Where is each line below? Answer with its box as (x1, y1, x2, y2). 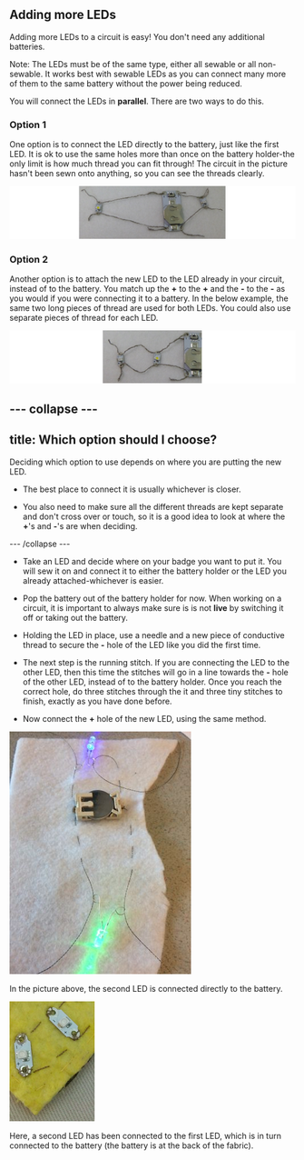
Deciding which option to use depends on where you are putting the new (9, 456, 282, 467)
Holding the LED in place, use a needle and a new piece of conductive (22, 629, 285, 640)
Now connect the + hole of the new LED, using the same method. (22, 713, 267, 724)
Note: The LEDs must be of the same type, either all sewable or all (9, 58, 257, 69)
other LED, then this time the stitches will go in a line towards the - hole (22, 666, 289, 677)
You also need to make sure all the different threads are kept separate (22, 501, 284, 512)
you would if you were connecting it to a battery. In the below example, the (9, 293, 289, 304)
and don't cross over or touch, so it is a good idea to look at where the (22, 511, 286, 522)
